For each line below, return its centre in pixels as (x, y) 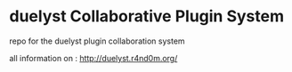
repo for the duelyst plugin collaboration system (97, 41)
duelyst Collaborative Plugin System (147, 16)
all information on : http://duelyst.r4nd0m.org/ (93, 58)
